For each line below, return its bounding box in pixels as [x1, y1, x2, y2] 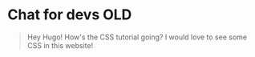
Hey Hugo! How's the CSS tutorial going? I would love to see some [26, 32, 248, 42]
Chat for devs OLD [7, 6, 132, 24]
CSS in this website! [26, 40, 94, 50]
